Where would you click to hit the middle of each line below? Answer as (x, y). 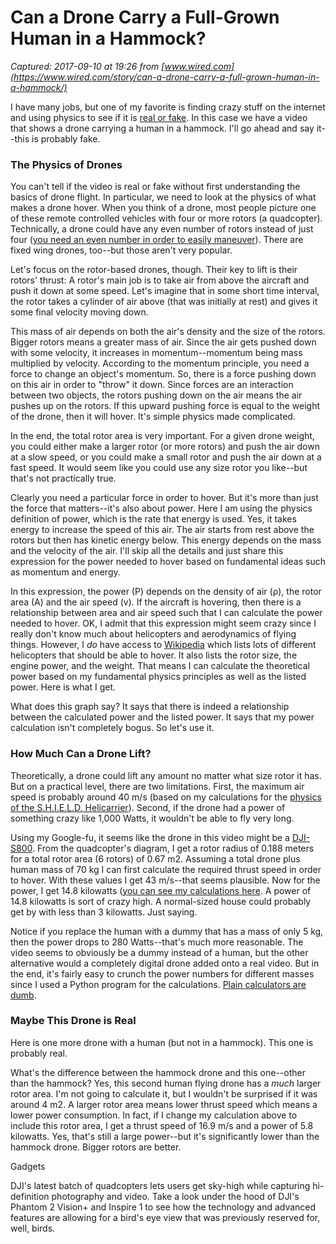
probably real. (39, 1053)
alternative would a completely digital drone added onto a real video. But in (165, 963)
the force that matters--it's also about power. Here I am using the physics (161, 508)
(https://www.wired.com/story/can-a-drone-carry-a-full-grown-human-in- (165, 77)
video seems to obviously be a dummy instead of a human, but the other (159, 952)
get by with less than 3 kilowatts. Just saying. (104, 912)
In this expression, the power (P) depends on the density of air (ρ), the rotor (166, 592)
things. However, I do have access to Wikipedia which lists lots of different (163, 645)
